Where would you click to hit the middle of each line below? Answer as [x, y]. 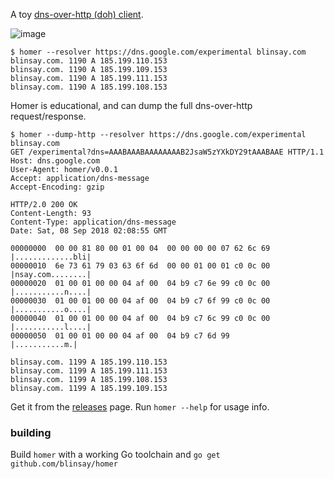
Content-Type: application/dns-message [93, 222]
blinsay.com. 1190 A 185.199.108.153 [89, 87]
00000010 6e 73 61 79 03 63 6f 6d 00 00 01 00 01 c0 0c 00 [140, 266]
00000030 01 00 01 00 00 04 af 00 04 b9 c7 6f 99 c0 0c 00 [140, 301]
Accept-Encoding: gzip [57, 187]
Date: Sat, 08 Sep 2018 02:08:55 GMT [89, 231]
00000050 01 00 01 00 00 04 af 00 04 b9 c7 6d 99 [120, 336]
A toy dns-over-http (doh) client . [77, 14]
